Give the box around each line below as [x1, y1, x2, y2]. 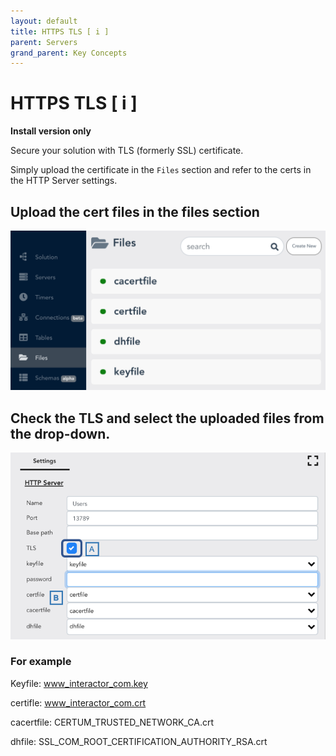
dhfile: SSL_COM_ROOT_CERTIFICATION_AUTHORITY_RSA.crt [10, 735, 268, 747]
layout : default [10, 16, 78, 26]
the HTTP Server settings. [10, 175, 118, 187]
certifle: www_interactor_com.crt [10, 696, 147, 709]
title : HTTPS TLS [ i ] [10, 26, 110, 37]
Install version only [10, 125, 92, 137]
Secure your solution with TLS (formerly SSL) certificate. [10, 145, 244, 157]
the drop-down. [10, 425, 111, 442]
